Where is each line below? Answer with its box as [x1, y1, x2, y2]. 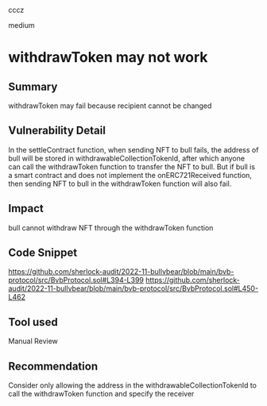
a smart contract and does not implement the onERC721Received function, [8, 170, 253, 180]
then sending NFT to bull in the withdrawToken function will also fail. [8, 179, 232, 188]
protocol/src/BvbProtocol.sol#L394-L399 [8, 276, 145, 285]
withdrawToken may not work [8, 48, 208, 67]
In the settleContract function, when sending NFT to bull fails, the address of [8, 145, 259, 154]
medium [8, 21, 35, 29]
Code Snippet [8, 246, 78, 260]
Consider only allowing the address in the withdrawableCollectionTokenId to [8, 381, 257, 390]
